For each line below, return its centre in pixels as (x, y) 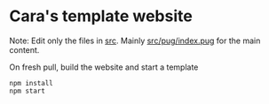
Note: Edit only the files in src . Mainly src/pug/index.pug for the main (135, 41)
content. (24, 49)
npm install (31, 83)
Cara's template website (101, 16)
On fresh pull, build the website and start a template (104, 67)
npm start (28, 91)
